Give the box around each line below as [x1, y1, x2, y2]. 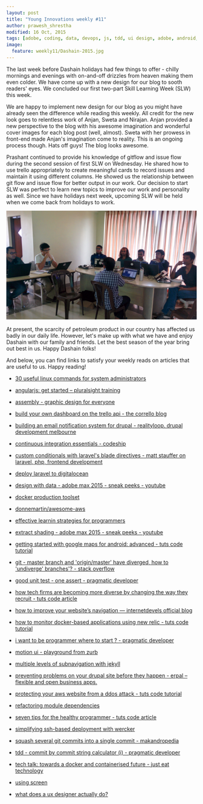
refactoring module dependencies [14, 702, 100, 709]
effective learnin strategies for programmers [14, 517, 126, 524]
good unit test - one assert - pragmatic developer [14, 577, 139, 584]
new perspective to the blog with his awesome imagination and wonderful [6, 122, 190, 130]
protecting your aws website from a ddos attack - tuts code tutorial [14, 690, 182, 697]
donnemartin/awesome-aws [14, 505, 86, 512]
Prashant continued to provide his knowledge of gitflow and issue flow [6, 153, 182, 161]
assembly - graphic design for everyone [14, 398, 115, 406]
